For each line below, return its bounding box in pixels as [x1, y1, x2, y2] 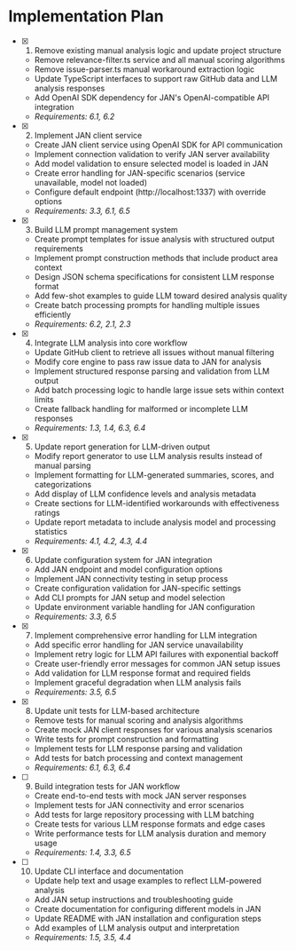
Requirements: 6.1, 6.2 [34, 111, 115, 122]
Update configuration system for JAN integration [34, 554, 213, 565]
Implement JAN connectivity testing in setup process [34, 573, 229, 583]
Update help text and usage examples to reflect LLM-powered [34, 875, 262, 885]
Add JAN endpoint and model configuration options [34, 564, 223, 575]
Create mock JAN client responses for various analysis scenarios [34, 724, 273, 734]
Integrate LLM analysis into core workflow [34, 337, 188, 348]
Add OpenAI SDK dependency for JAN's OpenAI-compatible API [34, 91, 270, 103]
